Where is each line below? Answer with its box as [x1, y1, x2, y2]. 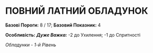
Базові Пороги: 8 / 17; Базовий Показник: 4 [5, 22, 101, 28]
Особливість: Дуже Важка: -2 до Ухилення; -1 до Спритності [5, 32, 141, 38]
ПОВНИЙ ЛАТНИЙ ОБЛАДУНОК [5, 5, 148, 17]
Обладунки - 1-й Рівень [5, 41, 57, 48]
